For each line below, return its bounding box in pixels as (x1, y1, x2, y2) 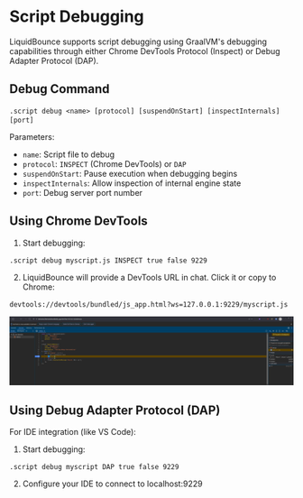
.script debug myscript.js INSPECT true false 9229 (9, 255, 207, 265)
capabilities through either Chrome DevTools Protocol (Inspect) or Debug (9, 45, 281, 56)
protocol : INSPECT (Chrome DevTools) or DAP (22, 158, 187, 169)
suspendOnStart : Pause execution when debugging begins (22, 168, 238, 179)
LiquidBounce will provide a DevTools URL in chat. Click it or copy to (22, 272, 277, 282)
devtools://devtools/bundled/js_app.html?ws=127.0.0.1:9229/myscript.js (9, 300, 289, 309)
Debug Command (9, 81, 110, 97)
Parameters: (9, 131, 55, 142)
